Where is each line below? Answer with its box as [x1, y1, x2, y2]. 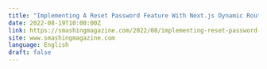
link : [8, 26, 26, 34]
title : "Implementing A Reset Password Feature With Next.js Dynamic [8, 11, 244, 20]
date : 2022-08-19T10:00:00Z [8, 19, 102, 27]
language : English [8, 41, 69, 49]
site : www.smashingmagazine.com [8, 33, 115, 42]
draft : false [8, 48, 52, 56]
